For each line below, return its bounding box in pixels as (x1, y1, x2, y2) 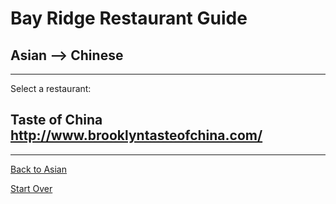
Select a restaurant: (10, 83, 92, 94)
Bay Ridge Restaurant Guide (10, 7, 248, 30)
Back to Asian (10, 163, 67, 175)
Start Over (10, 182, 53, 194)
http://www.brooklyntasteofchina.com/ (10, 127, 263, 144)
